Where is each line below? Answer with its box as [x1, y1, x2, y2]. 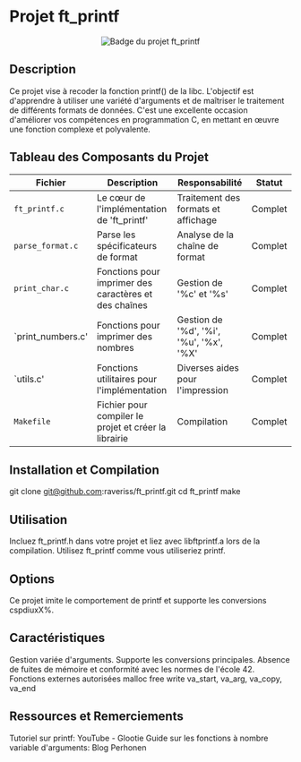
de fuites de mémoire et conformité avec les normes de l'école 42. [9, 664, 255, 674]
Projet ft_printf [9, 6, 120, 27]
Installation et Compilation [9, 462, 159, 477]
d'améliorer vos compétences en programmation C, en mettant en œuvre [9, 114, 279, 124]
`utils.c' [13, 372, 45, 385]
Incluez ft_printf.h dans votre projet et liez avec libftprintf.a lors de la [9, 535, 261, 547]
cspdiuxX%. [9, 604, 55, 615]
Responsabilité [177, 176, 243, 189]
